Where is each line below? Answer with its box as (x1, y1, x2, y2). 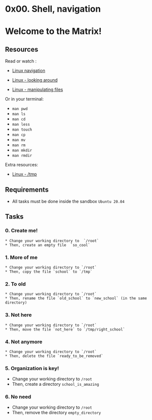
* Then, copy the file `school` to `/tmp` (5, 269, 93, 274)
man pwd (12, 107, 28, 111)
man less (12, 122, 30, 127)
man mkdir (12, 148, 33, 153)
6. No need (5, 394, 32, 400)
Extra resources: (5, 162, 38, 168)
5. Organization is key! (5, 365, 59, 372)
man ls (12, 111, 26, 117)
